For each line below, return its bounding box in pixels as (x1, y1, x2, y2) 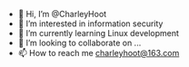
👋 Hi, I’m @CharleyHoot (17, 9, 107, 19)
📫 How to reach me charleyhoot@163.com (17, 48, 180, 58)
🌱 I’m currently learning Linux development (17, 28, 180, 38)
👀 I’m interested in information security (17, 18, 164, 29)
